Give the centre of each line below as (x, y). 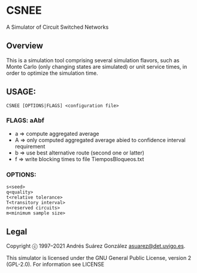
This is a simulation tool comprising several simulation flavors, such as (93, 60)
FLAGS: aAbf (25, 120)
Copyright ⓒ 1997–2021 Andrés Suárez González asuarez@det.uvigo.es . (96, 245)
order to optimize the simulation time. (52, 73)
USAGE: (21, 92)
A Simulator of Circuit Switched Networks (57, 27)
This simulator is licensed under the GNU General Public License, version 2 (99, 257)
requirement (30, 146)
